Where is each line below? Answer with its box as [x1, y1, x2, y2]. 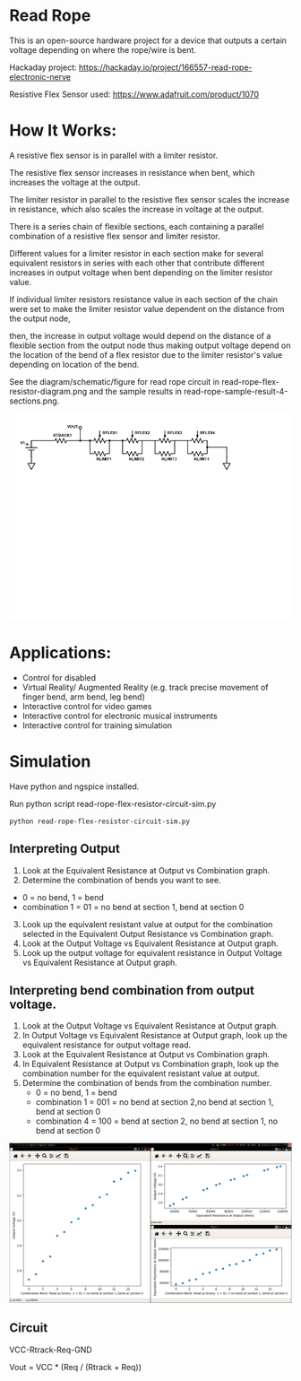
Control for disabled [21, 672, 97, 682]
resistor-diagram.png [9, 386, 88, 396]
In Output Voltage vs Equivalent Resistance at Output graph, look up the [21, 1030, 288, 1041]
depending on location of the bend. [9, 359, 140, 369]
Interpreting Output [9, 841, 121, 856]
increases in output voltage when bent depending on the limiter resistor [9, 266, 273, 278]
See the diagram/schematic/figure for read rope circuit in [9, 376, 220, 387]
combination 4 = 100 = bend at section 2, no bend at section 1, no [35, 1116, 279, 1126]
